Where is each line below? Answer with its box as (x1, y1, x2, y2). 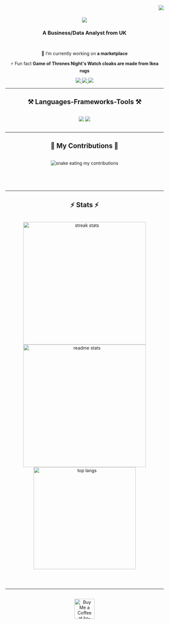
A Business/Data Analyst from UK (42, 30, 127, 37)
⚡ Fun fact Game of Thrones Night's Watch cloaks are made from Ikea (10, 60, 159, 67)
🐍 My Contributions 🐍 (50, 141, 119, 150)
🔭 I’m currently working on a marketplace (41, 50, 128, 57)
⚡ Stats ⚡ (70, 201, 99, 209)
